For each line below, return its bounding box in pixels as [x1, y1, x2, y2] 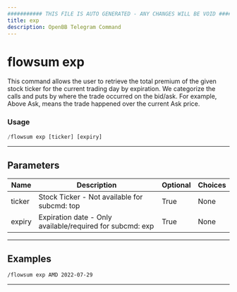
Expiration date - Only [38, 212, 112, 222]
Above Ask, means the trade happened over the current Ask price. [7, 99, 200, 108]
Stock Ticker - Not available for [38, 192, 143, 202]
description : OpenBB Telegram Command [7, 23, 121, 30]
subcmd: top [38, 201, 80, 211]
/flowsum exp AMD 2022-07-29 [7, 272, 93, 279]
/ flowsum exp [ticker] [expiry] [7, 133, 102, 140]
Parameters [7, 159, 60, 171]
